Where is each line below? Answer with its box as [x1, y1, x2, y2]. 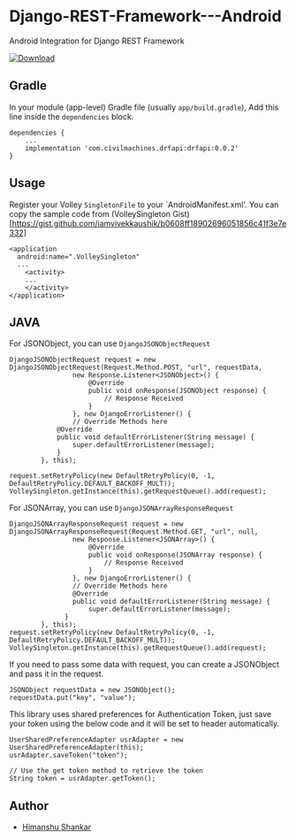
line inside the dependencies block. [9, 111, 134, 121]
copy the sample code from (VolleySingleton [9, 208, 171, 219]
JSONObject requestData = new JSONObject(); [9, 686, 176, 695]
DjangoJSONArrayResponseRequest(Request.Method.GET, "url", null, [9, 528, 259, 536]
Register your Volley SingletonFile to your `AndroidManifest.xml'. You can [9, 199, 279, 210]
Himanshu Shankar [21, 821, 92, 833]
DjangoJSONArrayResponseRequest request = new [9, 520, 184, 528]
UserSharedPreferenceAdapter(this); [9, 744, 144, 752]
